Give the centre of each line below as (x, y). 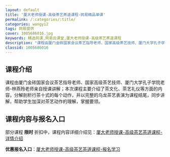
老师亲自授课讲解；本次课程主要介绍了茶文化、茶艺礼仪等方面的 (92, 89)
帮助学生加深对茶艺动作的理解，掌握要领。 (58, 101)
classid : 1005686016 (27, 48)
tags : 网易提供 (20, 29)
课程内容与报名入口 (35, 119)
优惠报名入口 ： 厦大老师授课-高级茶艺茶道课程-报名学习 (63, 149)
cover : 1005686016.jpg (29, 33)
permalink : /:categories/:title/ (40, 19)
